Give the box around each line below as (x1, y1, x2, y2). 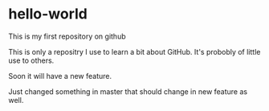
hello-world (8, 5, 88, 23)
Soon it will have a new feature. (8, 71, 112, 80)
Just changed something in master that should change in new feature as (8, 86, 247, 97)
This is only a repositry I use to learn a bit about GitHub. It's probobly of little (8, 47, 261, 56)
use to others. (8, 55, 55, 65)
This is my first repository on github (8, 31, 126, 41)
